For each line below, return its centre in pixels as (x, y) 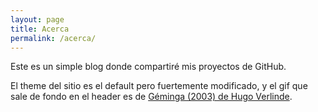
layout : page (37, 19)
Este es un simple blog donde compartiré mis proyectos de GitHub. (148, 67)
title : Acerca (40, 29)
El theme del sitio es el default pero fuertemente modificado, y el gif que (159, 86)
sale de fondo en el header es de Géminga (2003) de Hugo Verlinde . (151, 97)
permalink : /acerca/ (53, 38)
